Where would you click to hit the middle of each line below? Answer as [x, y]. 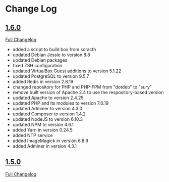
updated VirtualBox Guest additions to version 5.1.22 [67, 71]
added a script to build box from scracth [54, 49]
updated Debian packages [40, 60]
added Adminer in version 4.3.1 [45, 146]
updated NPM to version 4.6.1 [43, 125]
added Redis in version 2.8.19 [43, 82]
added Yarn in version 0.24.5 [43, 130]
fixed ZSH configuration [37, 65]
